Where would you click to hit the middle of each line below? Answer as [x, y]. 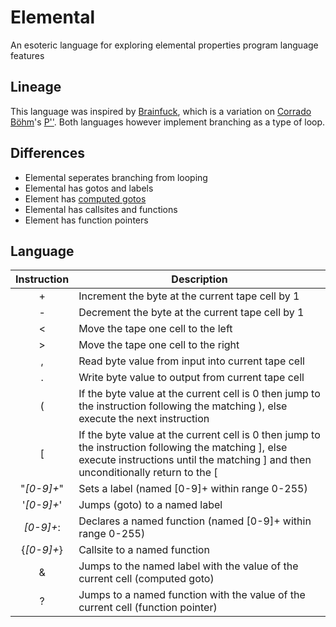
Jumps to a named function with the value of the [192, 595]
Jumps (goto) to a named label [150, 505]
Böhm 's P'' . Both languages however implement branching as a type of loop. [168, 122]
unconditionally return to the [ [148, 473]
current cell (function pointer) [148, 608]
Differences [48, 153]
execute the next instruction [144, 419]
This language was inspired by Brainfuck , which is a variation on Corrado [161, 111]
